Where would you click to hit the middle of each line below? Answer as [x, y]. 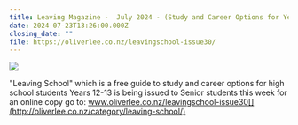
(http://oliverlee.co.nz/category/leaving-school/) [98, 112]
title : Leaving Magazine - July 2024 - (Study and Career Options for [144, 17]
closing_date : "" [41, 33]
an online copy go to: [48, 102]
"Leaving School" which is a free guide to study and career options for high [147, 84]
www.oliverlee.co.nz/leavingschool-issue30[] [171, 102]
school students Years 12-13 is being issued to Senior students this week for [149, 92]
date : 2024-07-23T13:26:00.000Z [69, 26]
